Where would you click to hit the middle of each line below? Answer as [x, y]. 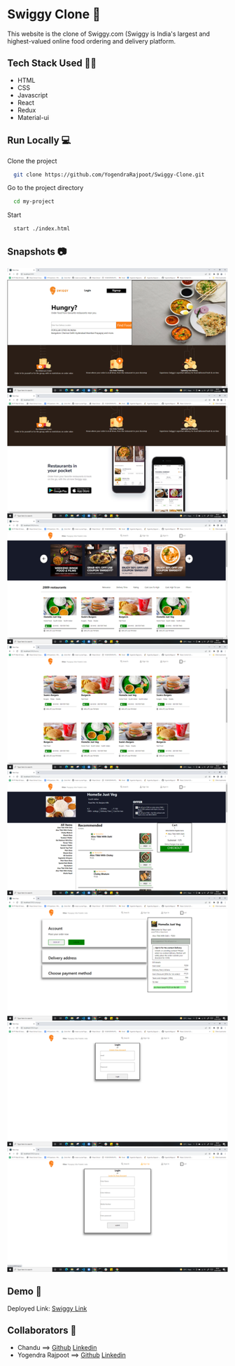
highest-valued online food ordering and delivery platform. [92, 41]
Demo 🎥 [24, 1291]
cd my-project [34, 202]
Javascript [33, 95]
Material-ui [33, 117]
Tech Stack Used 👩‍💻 [52, 63]
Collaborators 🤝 [42, 1331]
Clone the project [32, 161]
